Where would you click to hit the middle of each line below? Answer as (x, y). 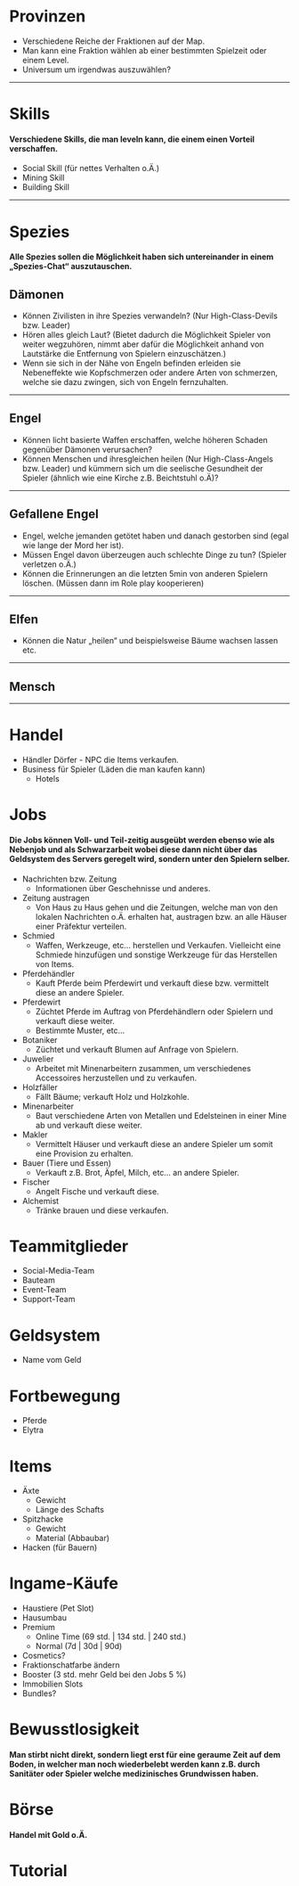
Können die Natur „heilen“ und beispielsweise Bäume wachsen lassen (150, 641)
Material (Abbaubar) (72, 1538)
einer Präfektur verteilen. (81, 926)
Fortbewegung (65, 1396)
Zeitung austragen (56, 898)
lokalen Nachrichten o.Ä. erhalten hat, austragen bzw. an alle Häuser (161, 916)
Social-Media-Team (58, 1271)
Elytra (33, 1430)
